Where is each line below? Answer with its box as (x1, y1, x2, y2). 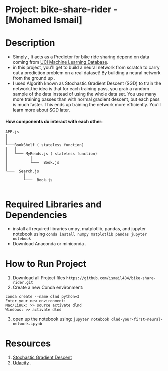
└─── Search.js (5, 169, 39, 174)
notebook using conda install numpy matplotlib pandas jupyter (12, 231, 147, 237)
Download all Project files (12, 275, 65, 281)
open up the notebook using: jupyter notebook (12, 316, 109, 322)
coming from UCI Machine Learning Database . (12, 59, 109, 65)
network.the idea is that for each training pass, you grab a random (12, 86, 149, 92)
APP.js (5, 129, 19, 135)
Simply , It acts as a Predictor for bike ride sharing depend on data (12, 54, 149, 60)
